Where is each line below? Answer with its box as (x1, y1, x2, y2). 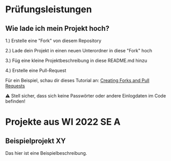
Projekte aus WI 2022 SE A (5, 116, 121, 128)
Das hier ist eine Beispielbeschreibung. (5, 150, 87, 156)
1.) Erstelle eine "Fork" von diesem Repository (5, 37, 102, 44)
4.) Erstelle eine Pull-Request (5, 68, 66, 73)
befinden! (5, 98, 26, 104)
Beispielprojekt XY (5, 136, 66, 145)
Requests (5, 83, 26, 89)
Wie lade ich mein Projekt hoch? (5, 24, 110, 33)
